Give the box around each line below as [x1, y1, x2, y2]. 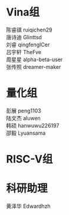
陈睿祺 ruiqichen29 [6, 26, 52, 33]
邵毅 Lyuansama [6, 129, 46, 137]
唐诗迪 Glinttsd [6, 33, 42, 40]
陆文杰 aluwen [6, 114, 41, 122]
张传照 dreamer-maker [6, 63, 61, 70]
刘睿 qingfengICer [6, 41, 50, 48]
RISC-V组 [6, 153, 53, 166]
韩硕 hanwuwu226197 [6, 122, 60, 129]
